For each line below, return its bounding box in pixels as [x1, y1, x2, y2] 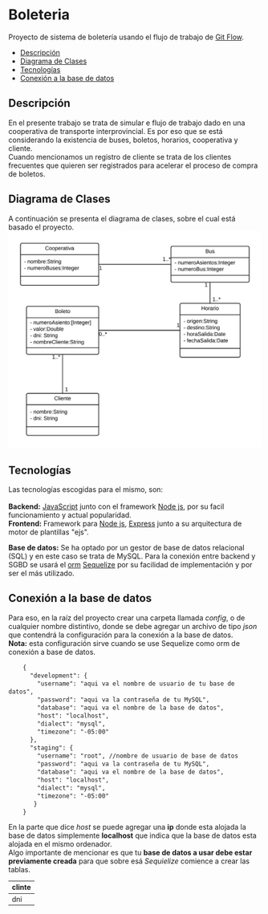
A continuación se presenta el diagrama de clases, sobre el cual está [8, 213, 236, 223]
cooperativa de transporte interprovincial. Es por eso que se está [8, 126, 223, 136]
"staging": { [29, 744, 74, 752]
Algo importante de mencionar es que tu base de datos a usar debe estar [8, 847, 253, 857]
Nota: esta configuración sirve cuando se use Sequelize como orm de [8, 638, 241, 648]
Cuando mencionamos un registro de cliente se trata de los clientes [8, 152, 232, 161]
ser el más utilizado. [8, 568, 75, 579]
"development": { [29, 672, 88, 680]
